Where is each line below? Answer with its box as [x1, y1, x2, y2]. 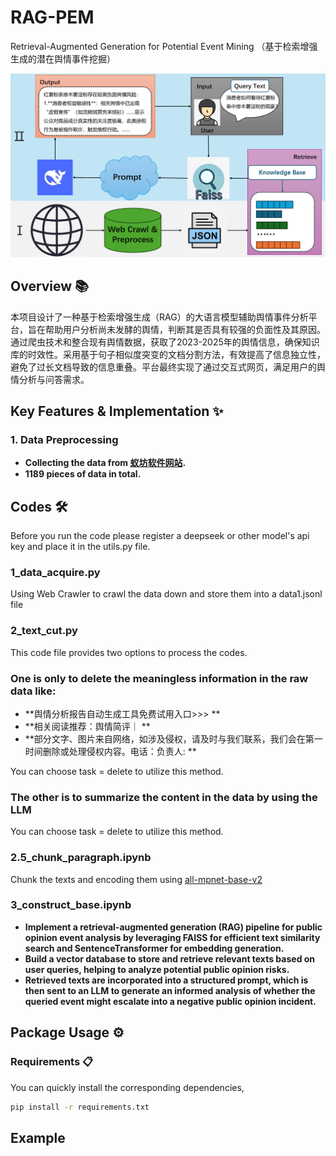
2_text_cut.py [10, 624, 78, 638]
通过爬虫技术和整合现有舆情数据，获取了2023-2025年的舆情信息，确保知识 [10, 336, 320, 348]
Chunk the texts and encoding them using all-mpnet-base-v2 [10, 873, 263, 885]
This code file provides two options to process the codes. [10, 646, 248, 658]
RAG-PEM [10, 6, 95, 29]
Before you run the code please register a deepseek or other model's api [10, 530, 310, 542]
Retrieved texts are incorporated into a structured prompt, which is [24, 974, 309, 986]
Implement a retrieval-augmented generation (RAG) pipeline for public [24, 921, 323, 933]
